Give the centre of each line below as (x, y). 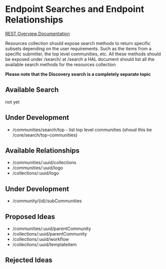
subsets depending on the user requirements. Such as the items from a (78, 48)
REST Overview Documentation (37, 33)
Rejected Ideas (29, 260)
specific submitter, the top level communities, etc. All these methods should (83, 54)
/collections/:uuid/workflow (40, 239)
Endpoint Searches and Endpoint (75, 9)
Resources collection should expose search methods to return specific (78, 43)
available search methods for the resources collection (60, 64)
